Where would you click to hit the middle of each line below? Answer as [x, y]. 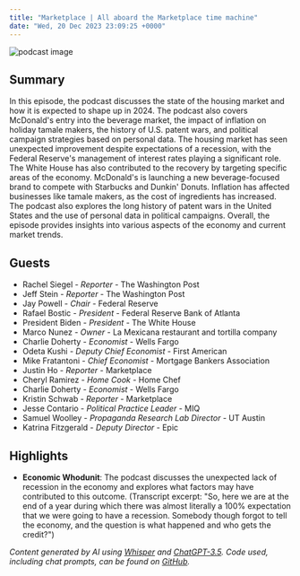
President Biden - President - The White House [109, 323]
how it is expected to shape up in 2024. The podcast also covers [129, 111]
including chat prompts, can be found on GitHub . [100, 561]
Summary [37, 79]
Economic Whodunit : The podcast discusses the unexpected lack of [150, 477]
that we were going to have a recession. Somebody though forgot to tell [154, 515]
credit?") [39, 534]
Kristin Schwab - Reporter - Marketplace [97, 399]
